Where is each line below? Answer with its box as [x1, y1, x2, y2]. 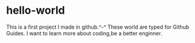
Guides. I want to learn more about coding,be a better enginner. [6, 29, 162, 36]
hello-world [6, 4, 66, 17]
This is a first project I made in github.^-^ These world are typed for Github [6, 23, 190, 30]
